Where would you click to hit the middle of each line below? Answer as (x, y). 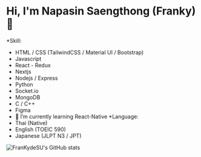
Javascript (28, 59)
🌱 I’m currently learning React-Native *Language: (77, 117)
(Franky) (174, 11)
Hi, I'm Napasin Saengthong (78, 11)
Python (24, 84)
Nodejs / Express (36, 78)
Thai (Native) (31, 123)
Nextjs (23, 71)
